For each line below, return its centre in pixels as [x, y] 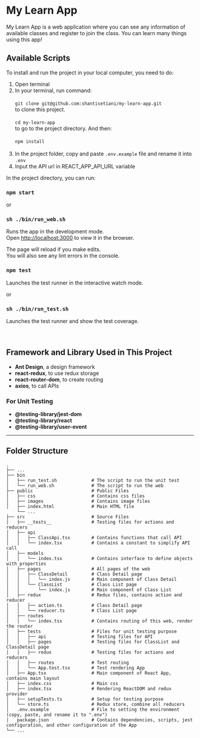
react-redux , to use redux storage [57, 373]
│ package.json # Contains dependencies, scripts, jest [100, 720]
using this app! [24, 39]
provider [17, 694]
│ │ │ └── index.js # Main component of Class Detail [92, 579]
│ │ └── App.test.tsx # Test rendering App [76, 668]
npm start [20, 192]
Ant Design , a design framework [55, 367]
